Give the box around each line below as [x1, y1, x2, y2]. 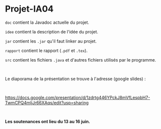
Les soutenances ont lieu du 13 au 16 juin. [5, 118, 91, 124]
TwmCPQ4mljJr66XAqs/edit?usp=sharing [5, 99, 89, 105]
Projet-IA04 [5, 3, 54, 15]
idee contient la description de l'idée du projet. [5, 29, 98, 34]
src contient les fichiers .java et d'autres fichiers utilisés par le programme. [5, 57, 156, 63]
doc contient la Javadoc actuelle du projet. [5, 19, 90, 25]
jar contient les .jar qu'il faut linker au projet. [5, 38, 97, 44]
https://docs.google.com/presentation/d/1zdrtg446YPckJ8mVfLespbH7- [5, 95, 150, 100]
